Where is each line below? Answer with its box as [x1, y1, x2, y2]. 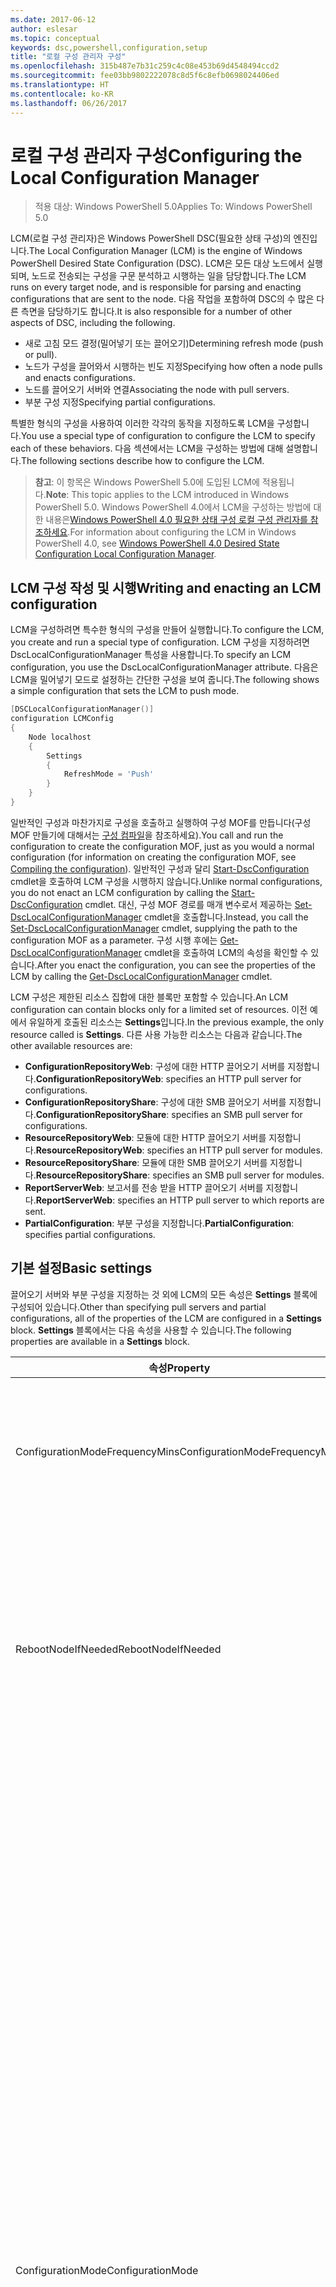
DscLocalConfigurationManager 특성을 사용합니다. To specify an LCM [10, 649, 292, 661]
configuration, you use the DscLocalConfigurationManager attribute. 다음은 [10, 661, 319, 673]
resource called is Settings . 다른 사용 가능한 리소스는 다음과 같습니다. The [10, 1028, 303, 1040]
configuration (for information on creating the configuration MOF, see [10, 851, 297, 863]
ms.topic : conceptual [10, 33, 101, 43]
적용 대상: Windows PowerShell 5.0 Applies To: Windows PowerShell [34, 201, 313, 213]
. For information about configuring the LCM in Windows [67, 526, 297, 538]
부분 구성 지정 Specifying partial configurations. [24, 396, 216, 408]
